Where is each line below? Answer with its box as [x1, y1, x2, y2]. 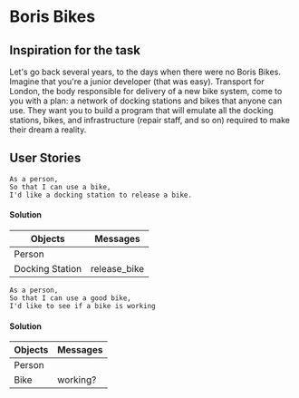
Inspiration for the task [9, 43, 140, 58]
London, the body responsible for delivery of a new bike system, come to [9, 86, 283, 96]
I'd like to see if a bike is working [9, 302, 156, 311]
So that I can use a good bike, [9, 294, 131, 303]
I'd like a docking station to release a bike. [9, 190, 193, 199]
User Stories [9, 150, 82, 166]
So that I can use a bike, [9, 182, 111, 191]
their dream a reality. [9, 124, 87, 135]
